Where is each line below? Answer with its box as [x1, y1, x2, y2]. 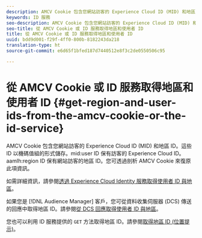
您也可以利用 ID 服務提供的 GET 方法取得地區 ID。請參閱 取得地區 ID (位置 [6, 218, 185, 225]
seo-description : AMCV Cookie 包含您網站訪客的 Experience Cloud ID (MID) [6, 20, 191, 26]
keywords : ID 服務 [6, 14, 50, 20]
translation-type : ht [6, 43, 61, 49]
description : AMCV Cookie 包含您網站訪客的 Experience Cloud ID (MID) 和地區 [6, 8, 196, 15]
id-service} [6, 121, 64, 135]
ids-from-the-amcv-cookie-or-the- [6, 109, 186, 122]
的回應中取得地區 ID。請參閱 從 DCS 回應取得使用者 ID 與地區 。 [6, 205, 162, 212]
